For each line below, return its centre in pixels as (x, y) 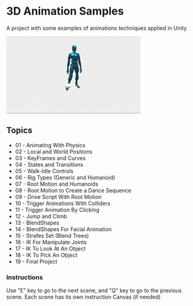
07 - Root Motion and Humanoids (56, 184)
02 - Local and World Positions (54, 151)
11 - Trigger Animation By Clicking (57, 210)
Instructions (25, 277)
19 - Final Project (36, 261)
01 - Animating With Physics (50, 145)
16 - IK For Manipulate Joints (51, 242)
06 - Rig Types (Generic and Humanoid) (65, 177)
